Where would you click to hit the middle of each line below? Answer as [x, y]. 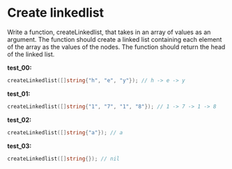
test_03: [20, 146]
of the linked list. [31, 54]
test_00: [20, 67]
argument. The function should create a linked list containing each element [115, 39]
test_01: [19, 94]
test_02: [20, 120]
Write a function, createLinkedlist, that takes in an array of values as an [109, 32]
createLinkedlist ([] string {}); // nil [63, 159]
